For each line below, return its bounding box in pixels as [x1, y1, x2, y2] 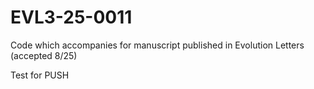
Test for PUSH [10, 69, 70, 81]
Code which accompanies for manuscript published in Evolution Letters [10, 39, 305, 51]
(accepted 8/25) [10, 49, 78, 61]
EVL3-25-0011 [10, 6, 133, 29]
